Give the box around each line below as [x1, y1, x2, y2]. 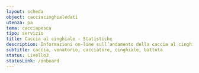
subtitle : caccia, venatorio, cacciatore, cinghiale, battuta [6, 47, 163, 53]
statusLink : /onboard [6, 58, 60, 64]
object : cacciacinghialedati [6, 14, 78, 20]
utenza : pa [6, 19, 33, 25]
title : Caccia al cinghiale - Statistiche [6, 36, 113, 42]
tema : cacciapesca [6, 25, 52, 31]
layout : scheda [6, 8, 44, 15]
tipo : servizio [6, 31, 44, 36]
